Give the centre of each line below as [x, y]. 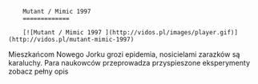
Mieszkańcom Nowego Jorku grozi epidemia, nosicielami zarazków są [124, 54]
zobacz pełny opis [38, 71]
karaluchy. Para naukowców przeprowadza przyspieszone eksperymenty [129, 63]
